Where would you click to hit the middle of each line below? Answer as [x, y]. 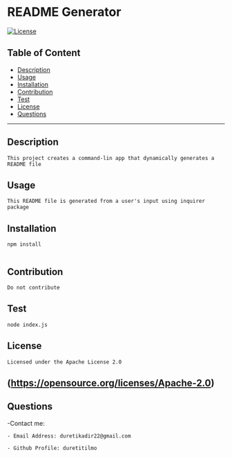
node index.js [28, 325]
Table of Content [44, 53]
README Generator [64, 12]
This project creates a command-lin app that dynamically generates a [111, 158]
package [18, 207]
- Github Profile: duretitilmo [52, 448]
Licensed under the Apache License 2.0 [65, 362]
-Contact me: [26, 423]
